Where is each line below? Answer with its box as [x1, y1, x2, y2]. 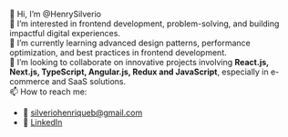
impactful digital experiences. [9, 28, 121, 38]
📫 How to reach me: [9, 86, 87, 97]
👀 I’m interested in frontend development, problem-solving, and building [9, 18, 280, 29]
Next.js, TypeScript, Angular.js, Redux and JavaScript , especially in [9, 66, 269, 77]
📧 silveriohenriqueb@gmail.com [22, 107, 143, 118]
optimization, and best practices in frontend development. [9, 47, 227, 58]
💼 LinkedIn [22, 117, 63, 127]
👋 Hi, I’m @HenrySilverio [9, 9, 102, 19]
